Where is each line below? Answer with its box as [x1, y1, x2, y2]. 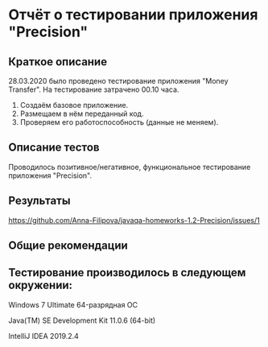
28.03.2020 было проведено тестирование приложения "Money [8, 76, 229, 85]
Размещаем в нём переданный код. [19, 109, 144, 118]
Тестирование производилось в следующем [8, 266, 246, 279]
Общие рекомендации [8, 239, 129, 253]
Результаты [8, 194, 71, 208]
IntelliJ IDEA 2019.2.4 [8, 331, 79, 341]
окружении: [8, 279, 73, 292]
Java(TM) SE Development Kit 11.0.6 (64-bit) [8, 316, 156, 325]
